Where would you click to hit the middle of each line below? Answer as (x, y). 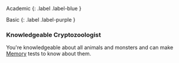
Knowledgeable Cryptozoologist (54, 34)
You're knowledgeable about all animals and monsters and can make (90, 48)
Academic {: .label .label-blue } (44, 8)
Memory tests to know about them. (49, 54)
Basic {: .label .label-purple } (41, 20)
